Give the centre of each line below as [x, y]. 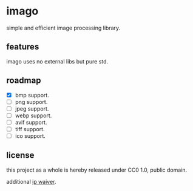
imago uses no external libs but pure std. [57, 61]
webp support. [33, 115]
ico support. [30, 136]
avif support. [31, 122]
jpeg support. [32, 108]
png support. [31, 102]
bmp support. [32, 95]
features [23, 47]
